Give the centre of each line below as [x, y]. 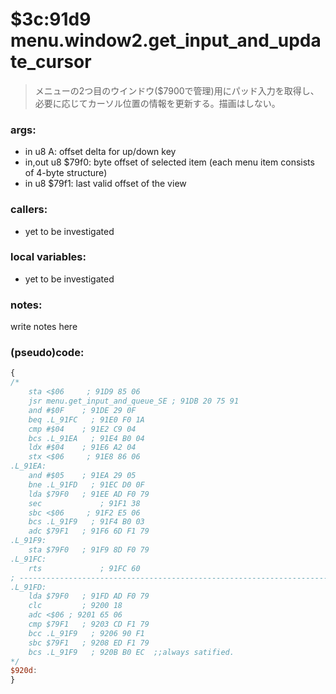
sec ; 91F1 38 [84, 503]
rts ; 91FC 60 [84, 568]
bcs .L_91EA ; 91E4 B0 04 [86, 438]
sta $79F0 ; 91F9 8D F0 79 [89, 550]
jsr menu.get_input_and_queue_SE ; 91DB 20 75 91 [134, 401]
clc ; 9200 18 [75, 606]
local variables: [48, 257]
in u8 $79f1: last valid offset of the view [105, 184]
